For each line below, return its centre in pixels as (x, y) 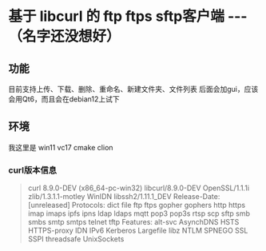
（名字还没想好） (65, 36)
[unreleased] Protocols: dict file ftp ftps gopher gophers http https (137, 205)
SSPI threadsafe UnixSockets (76, 239)
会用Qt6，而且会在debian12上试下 (64, 99)
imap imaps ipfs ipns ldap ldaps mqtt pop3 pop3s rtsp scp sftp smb (139, 213)
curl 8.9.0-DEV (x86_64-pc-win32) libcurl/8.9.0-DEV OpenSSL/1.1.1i (139, 188)
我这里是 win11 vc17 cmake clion (61, 147)
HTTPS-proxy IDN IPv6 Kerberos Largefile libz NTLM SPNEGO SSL (138, 231)
